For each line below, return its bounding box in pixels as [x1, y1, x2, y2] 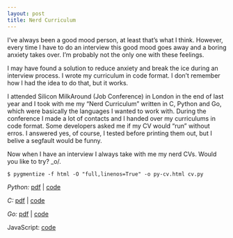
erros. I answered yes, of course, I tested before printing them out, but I [7, 129, 212, 137]
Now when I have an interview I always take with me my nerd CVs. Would [7, 150, 217, 158]
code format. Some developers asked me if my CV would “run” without [7, 121, 210, 130]
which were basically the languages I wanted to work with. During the [7, 107, 207, 115]
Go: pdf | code [7, 210, 49, 218]
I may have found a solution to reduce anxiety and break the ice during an [7, 64, 219, 72]
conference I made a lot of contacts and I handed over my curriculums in [7, 114, 216, 122]
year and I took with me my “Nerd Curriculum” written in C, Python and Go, [7, 99, 222, 108]
